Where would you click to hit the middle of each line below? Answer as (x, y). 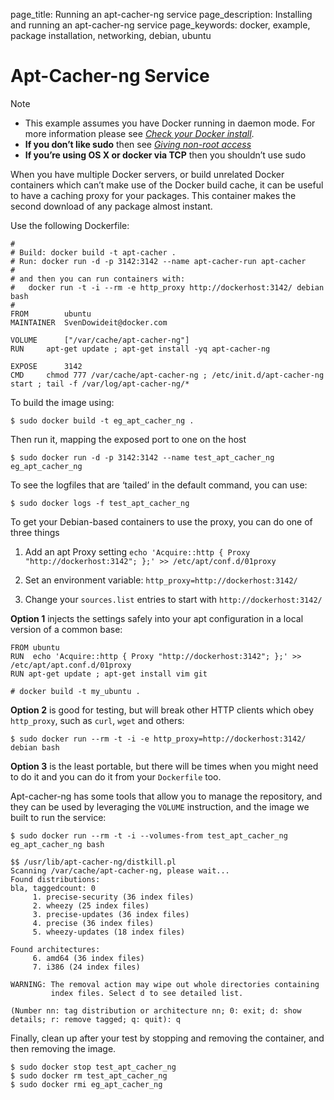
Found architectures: (55, 949)
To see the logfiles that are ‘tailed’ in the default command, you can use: (159, 485)
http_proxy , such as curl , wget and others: (97, 720)
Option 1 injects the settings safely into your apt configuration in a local (157, 618)
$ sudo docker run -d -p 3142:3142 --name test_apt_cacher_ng (142, 457)
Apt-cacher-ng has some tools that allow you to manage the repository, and (166, 796)
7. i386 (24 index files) (86, 967)
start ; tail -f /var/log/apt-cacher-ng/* (100, 384)
